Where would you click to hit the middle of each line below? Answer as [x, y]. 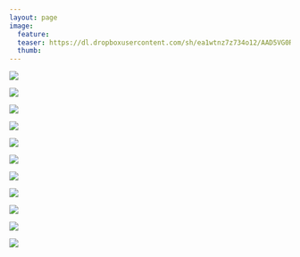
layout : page [33, 17]
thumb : [29, 51]
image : [21, 26]
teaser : [32, 42]
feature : [33, 34]
